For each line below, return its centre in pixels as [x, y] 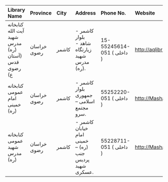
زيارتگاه [83, 49]
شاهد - [83, 43]
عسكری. [84, 172]
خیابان [82, 128]
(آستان [15, 56]
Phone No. [113, 13]
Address [85, 13]
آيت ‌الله [16, 31]
